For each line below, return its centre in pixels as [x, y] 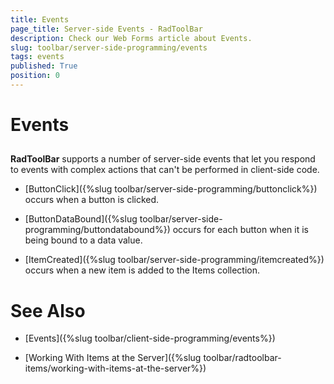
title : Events [40, 19]
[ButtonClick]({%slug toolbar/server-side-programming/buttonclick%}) [171, 189]
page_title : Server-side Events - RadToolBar [106, 29]
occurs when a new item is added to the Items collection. [142, 270]
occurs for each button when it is [240, 230]
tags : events [37, 57]
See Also [48, 310]
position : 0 [35, 76]
